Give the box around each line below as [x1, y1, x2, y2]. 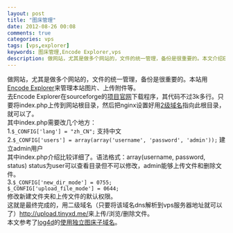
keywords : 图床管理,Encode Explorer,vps [7, 49, 121, 56]
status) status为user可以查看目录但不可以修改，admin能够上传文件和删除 [7, 161, 216, 169]
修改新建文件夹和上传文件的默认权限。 [7, 192, 116, 201]
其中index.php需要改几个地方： [7, 118, 97, 127]
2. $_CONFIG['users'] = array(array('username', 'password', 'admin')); [7, 136, 218, 144]
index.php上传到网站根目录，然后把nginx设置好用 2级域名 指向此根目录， [19, 101, 225, 109]
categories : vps [7, 36, 54, 43]
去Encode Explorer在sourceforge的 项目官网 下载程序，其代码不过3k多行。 [7, 92, 218, 100]
